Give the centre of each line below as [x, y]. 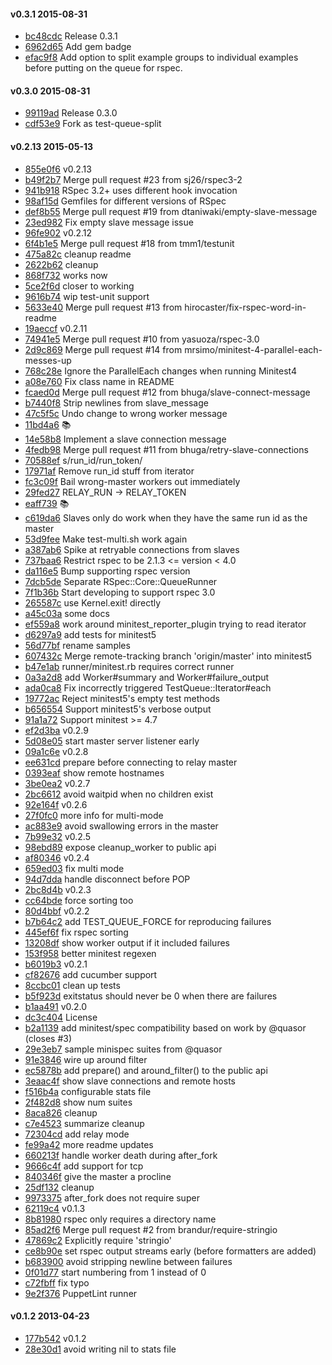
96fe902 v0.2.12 [58, 232]
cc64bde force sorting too [79, 900]
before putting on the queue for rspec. [103, 68]
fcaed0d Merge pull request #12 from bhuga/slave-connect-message [167, 392]
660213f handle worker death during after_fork [121, 1155]
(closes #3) [48, 1038]
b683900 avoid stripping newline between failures [128, 1261]
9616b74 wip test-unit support [87, 296]
